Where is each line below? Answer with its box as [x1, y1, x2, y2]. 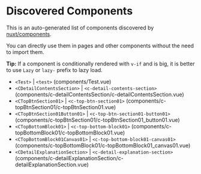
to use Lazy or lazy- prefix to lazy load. [6, 66, 103, 73]
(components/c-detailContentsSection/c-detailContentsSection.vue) [14, 91, 184, 98]
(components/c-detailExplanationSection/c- [14, 154, 124, 161]
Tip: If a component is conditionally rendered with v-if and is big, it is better [6, 60, 195, 67]
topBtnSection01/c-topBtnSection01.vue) [14, 103, 116, 110]
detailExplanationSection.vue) [14, 161, 89, 168]
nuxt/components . [6, 30, 52, 37]
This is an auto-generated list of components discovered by [6, 24, 154, 31]
